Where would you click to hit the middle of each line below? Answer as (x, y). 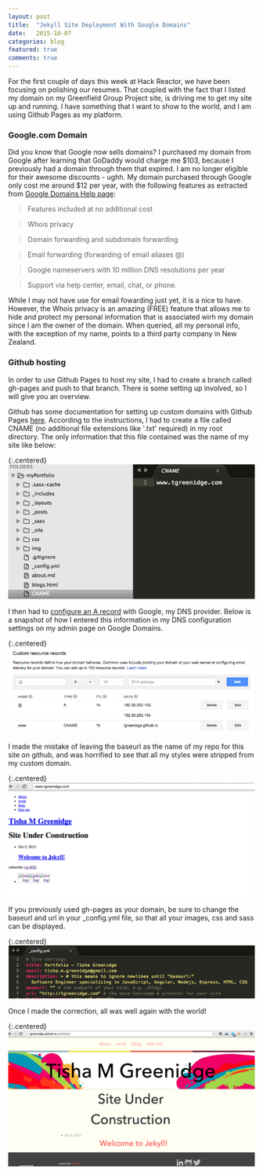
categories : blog (36, 42)
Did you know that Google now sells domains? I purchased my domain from (130, 152)
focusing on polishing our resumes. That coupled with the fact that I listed (127, 90)
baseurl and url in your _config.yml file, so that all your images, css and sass (131, 917)
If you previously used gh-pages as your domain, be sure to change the (124, 909)
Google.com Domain (48, 135)
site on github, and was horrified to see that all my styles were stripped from (131, 755)
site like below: (32, 445)
